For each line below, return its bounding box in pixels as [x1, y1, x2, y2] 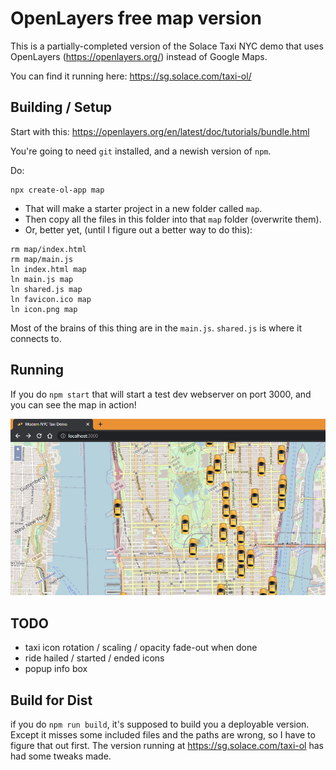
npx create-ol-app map [10, 185, 105, 195]
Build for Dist [10, 692, 93, 709]
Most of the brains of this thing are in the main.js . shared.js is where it [10, 322, 303, 334]
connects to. [10, 332, 62, 344]
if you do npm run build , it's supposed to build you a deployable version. [10, 718, 310, 731]
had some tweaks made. [10, 750, 112, 762]
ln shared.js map [10, 284, 83, 294]
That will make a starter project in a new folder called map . [24, 202, 263, 214]
